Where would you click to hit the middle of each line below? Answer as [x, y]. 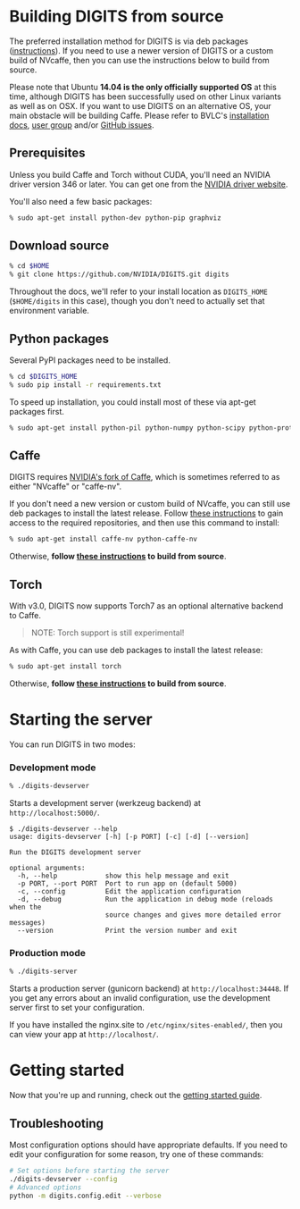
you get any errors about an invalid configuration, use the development [140, 998]
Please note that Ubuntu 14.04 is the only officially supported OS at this [143, 87]
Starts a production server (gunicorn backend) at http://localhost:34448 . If [149, 988]
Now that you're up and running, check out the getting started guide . [136, 1096]
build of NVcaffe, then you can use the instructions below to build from [139, 60]
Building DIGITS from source [117, 17]
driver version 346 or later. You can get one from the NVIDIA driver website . [149, 184]
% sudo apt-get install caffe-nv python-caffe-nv [104, 539]
